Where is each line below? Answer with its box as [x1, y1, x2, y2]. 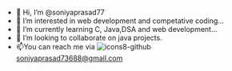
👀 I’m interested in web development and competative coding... [15, 16, 224, 26]
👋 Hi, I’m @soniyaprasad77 [15, 8, 106, 17]
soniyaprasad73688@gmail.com [15, 53, 123, 63]
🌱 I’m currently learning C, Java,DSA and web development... [15, 25, 218, 34]
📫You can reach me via [15, 42, 96, 51]
